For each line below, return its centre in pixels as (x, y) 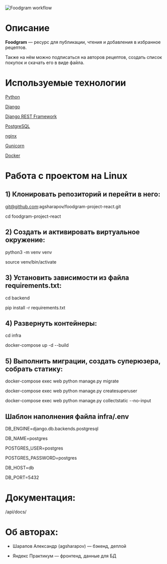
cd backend (18, 298)
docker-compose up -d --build (37, 345)
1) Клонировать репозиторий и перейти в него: (83, 194)
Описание (27, 28)
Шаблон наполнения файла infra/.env (67, 417)
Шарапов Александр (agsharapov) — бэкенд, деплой (69, 546)
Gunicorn (15, 146)
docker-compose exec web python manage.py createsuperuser (71, 391)
